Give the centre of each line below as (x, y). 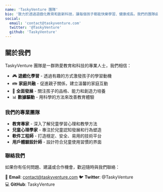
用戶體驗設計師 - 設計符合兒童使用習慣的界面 (57, 142)
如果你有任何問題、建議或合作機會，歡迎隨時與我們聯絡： (62, 167)
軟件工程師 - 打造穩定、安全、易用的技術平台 (57, 136)
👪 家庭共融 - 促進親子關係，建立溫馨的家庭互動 (60, 83)
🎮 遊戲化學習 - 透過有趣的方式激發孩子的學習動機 (62, 76)
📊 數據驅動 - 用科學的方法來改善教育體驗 (53, 97)
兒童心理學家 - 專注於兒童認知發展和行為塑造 (57, 130)
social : (13, 18)
